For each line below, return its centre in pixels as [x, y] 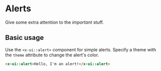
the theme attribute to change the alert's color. [52, 55]
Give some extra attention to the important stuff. [55, 22]
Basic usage [24, 38]
